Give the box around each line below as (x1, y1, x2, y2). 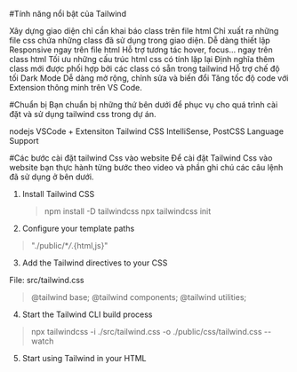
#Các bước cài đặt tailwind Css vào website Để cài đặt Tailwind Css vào (9, 153, 273, 163)
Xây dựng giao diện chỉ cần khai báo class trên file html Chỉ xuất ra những (9, 26, 279, 36)
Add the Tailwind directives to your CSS (21, 257, 168, 268)
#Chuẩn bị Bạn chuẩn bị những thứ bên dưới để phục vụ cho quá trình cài (9, 99, 278, 110)
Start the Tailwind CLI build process (21, 309, 153, 320)
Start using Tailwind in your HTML (21, 353, 147, 363)
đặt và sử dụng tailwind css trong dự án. (9, 109, 157, 119)
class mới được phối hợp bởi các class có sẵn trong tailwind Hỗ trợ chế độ (9, 63, 280, 74)
